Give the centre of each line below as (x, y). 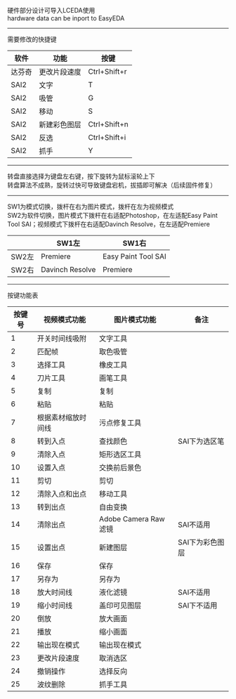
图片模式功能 (135, 320)
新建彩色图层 (60, 125)
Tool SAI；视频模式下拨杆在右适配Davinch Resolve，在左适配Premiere (109, 224)
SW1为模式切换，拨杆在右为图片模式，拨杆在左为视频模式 (91, 207)
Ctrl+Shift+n (108, 124)
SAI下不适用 (198, 605)
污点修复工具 (120, 423)
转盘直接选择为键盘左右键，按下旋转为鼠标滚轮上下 (81, 176)
